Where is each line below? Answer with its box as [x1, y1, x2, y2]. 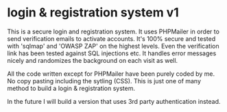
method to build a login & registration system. [7, 84, 136, 92]
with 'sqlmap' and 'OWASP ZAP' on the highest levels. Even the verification [7, 42, 219, 50]
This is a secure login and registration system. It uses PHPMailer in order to [7, 27, 219, 36]
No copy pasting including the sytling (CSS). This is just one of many [7, 76, 201, 85]
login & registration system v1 [7, 5, 180, 20]
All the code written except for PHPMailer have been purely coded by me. [7, 70, 215, 78]
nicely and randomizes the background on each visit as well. [7, 56, 178, 64]
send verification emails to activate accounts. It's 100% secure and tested [7, 34, 216, 42]
